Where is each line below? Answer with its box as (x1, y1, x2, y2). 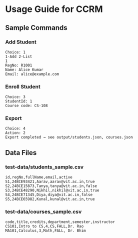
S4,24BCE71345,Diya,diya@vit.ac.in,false (5, 192, 93, 197)
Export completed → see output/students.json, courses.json (5, 135, 133, 140)
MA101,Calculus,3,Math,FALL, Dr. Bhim (5, 228, 86, 233)
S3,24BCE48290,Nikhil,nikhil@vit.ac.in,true (5, 188, 99, 193)
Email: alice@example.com (5, 71, 59, 76)
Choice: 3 (5, 94, 26, 99)
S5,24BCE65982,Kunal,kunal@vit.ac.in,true (5, 196, 95, 202)
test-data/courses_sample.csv (5, 208, 82, 215)
